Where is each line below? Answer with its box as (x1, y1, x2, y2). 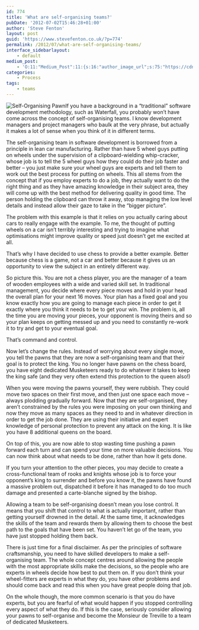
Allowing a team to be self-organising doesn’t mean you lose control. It (6, 501, 179, 508)
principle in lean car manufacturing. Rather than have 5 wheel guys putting (6, 145, 188, 152)
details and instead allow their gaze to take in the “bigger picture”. (6, 202, 167, 209)
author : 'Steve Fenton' (6, 25, 65, 31)
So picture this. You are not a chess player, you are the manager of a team (6, 274, 187, 281)
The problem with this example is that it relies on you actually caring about (6, 213, 188, 220)
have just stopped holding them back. (6, 532, 98, 539)
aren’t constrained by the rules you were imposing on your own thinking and (6, 403, 192, 410)
